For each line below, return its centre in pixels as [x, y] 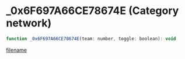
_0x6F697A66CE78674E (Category [92, 11]
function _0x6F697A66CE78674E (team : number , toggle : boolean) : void [91, 39]
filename [17, 50]
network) [29, 23]
